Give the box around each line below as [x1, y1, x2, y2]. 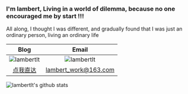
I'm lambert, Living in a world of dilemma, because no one [6, 5, 176, 13]
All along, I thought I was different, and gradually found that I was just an [6, 25, 183, 32]
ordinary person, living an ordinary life [6, 32, 99, 39]
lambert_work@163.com [45, 66, 115, 74]
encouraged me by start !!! [6, 12, 85, 20]
